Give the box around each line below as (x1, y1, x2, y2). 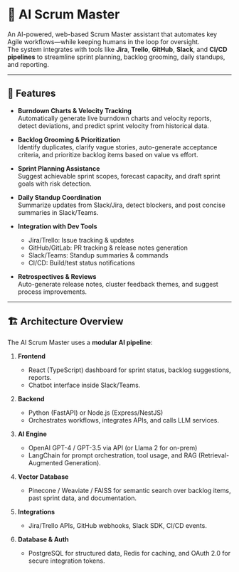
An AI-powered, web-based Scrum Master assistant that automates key (7, 30, 218, 38)
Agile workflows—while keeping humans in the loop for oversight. (7, 37, 200, 46)
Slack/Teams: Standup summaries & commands (28, 250, 169, 259)
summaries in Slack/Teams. (17, 208, 99, 216)
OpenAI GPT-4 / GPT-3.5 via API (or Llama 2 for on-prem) (28, 443, 198, 452)
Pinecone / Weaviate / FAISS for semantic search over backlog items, (28, 486, 231, 494)
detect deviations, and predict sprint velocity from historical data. (17, 121, 210, 130)
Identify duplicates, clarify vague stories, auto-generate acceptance (17, 142, 218, 152)
